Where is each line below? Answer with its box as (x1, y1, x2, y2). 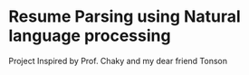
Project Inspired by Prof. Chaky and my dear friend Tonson (8, 55, 228, 66)
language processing (8, 25, 171, 46)
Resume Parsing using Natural (8, 6, 241, 27)
